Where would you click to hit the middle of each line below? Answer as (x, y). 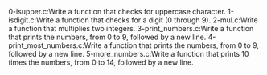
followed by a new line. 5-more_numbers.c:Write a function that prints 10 (129, 54)
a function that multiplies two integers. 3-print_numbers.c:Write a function (131, 28)
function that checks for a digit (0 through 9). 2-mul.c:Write (160, 20)
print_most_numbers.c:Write (55, 45)
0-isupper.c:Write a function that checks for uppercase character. (117, 12)
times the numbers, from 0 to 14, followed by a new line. (101, 62)
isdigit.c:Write (31, 20)
